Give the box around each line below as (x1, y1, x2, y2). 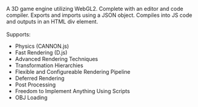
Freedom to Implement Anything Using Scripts (14, 88, 130, 94)
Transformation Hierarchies (14, 62, 83, 69)
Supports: (6, 31, 31, 38)
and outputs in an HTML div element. (6, 18, 98, 25)
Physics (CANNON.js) (14, 42, 69, 50)
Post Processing (14, 81, 56, 88)
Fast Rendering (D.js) (14, 49, 68, 56)
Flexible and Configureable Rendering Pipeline (14, 68, 131, 75)
